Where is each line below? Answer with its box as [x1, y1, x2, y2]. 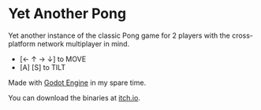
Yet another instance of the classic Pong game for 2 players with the [8, 31, 230, 40]
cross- [231, 31, 254, 40]
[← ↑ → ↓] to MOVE [19, 54, 87, 64]
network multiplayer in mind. [36, 38, 130, 48]
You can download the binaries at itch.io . [8, 93, 140, 102]
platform [8, 38, 35, 48]
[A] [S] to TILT [19, 62, 65, 71]
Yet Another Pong [8, 5, 127, 23]
